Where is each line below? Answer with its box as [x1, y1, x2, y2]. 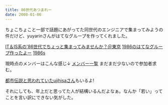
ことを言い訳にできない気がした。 [5, 94, 76, 100]
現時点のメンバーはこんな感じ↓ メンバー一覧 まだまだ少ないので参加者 [5, 60, 152, 66]
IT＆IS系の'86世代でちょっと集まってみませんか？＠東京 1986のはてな [5, 43, 150, 49]
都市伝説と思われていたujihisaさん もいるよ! [5, 77, 95, 83]
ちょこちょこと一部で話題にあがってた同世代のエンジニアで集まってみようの [5, 26, 163, 33]
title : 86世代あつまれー [5, 7, 52, 13]
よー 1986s [22, 50, 46, 56]
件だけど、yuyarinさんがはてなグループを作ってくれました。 [5, 33, 130, 39]
